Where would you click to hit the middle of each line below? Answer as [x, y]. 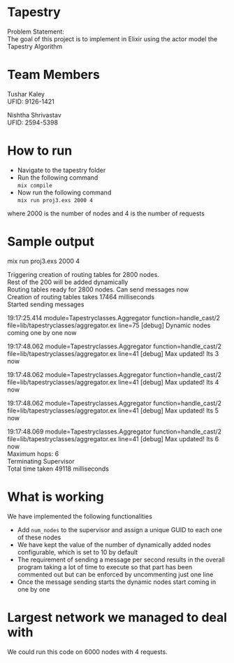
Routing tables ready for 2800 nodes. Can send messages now [98, 289]
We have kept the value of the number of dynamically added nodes [114, 544]
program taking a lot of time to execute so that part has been [105, 566]
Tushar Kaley [26, 94]
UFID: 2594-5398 [32, 122]
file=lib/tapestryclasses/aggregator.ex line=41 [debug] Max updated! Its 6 [113, 439]
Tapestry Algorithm [35, 46]
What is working [56, 497]
